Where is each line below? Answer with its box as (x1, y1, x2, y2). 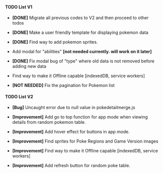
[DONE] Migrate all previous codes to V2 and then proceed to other (12, 15, 149, 21)
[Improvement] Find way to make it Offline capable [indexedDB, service (12, 148, 158, 154)
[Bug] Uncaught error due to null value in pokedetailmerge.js (12, 105, 136, 111)
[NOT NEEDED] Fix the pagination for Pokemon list (12, 83, 115, 88)
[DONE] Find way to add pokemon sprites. (12, 39, 98, 45)
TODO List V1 (5, 4, 33, 10)
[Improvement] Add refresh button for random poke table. (12, 163, 131, 169)
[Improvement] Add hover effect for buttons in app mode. (12, 129, 130, 135)
